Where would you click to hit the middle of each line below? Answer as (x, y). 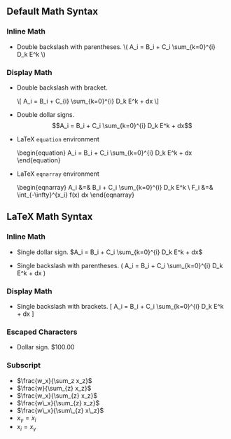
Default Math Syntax (52, 12)
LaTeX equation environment (58, 139)
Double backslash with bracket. (62, 88)
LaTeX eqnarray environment (58, 174)
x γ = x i (26, 418)
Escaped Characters (42, 332)
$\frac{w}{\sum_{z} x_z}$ (54, 388)
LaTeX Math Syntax (50, 217)
